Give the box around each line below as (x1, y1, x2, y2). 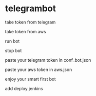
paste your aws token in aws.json (5, 67, 72, 72)
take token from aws (5, 28, 46, 34)
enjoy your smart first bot (5, 76, 56, 82)
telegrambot (5, 3, 56, 14)
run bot (5, 38, 20, 44)
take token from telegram (5, 19, 56, 25)
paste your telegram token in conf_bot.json (5, 57, 91, 63)
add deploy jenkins (5, 85, 43, 91)
